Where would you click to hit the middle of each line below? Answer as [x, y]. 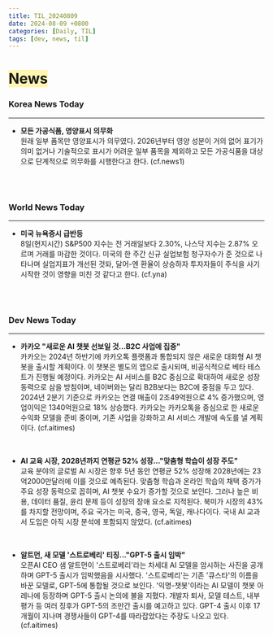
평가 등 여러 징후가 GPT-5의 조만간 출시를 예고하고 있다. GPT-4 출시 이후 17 [140, 606]
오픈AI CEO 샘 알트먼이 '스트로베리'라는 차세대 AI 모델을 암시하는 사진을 [134, 565]
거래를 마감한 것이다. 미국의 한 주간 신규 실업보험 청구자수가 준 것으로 [145, 254]
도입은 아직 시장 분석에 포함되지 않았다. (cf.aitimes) [110, 522]
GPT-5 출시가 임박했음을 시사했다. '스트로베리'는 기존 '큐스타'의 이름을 [147, 575]
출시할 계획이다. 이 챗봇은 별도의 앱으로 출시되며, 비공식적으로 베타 [141, 367]
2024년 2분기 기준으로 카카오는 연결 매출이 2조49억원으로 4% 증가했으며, [138, 397]
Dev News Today [42, 320]
